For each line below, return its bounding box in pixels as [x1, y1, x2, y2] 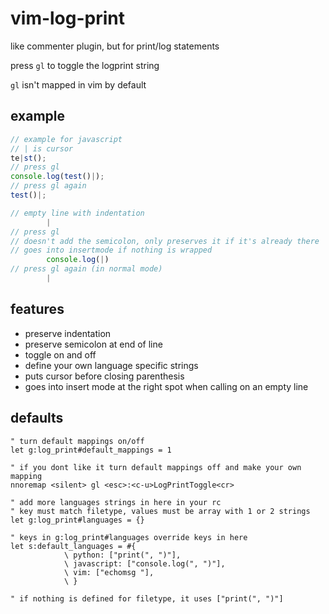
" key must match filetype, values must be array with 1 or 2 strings [10, 506, 311, 516]
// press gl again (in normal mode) [10, 264, 163, 274]
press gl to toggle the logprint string [10, 59, 160, 71]
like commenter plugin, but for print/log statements [10, 40, 220, 52]
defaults [10, 410, 64, 427]
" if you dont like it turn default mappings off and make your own [10, 462, 302, 472]
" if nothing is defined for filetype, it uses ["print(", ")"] [10, 593, 284, 604]
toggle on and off [24, 348, 97, 361]
